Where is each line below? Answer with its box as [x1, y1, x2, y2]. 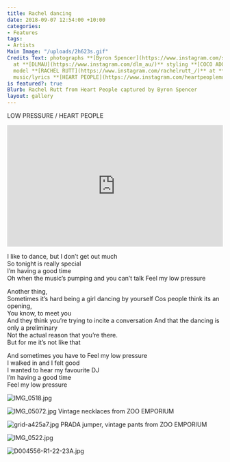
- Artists [7, 42, 36, 49]
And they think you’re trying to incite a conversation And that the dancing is [7, 316, 220, 324]
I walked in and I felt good [7, 359, 80, 367]
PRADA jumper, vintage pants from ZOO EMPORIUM [60, 420, 207, 428]
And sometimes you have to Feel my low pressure [7, 351, 148, 359]
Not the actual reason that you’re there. [7, 331, 118, 339]
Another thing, [7, 287, 48, 295]
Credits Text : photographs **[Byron [7, 55, 112, 62]
